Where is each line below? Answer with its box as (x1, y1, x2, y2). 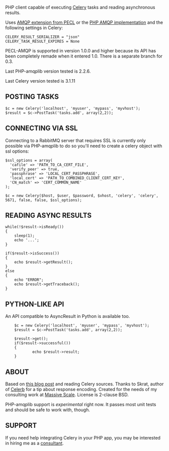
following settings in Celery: (5, 25, 63, 31)
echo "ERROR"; (14, 277, 44, 283)
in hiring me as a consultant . (5, 440, 64, 446)
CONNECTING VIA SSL (5, 124, 78, 133)
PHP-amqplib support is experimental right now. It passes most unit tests (5, 402, 156, 408)
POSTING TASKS (5, 93, 59, 101)
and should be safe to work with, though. (5, 407, 91, 413)
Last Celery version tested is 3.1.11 (5, 78, 75, 84)
